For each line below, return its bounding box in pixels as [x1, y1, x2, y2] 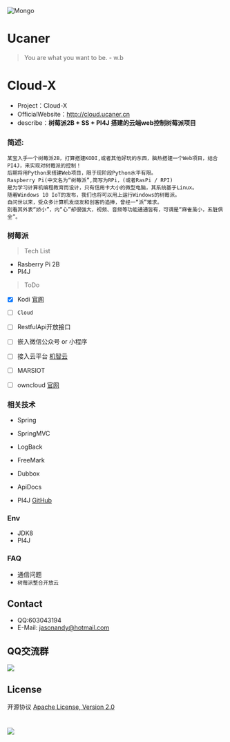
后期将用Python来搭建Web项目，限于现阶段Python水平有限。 [7, 170, 157, 177]
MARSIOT [17, 366, 46, 374]
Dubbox [17, 469, 40, 478]
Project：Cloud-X [17, 101, 68, 110]
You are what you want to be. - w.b [23, 53, 124, 61]
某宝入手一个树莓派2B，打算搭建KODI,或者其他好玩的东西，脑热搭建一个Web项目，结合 [7, 155, 218, 162]
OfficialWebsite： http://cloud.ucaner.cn [17, 110, 130, 118]
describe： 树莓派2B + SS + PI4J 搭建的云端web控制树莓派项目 [17, 118, 196, 127]
